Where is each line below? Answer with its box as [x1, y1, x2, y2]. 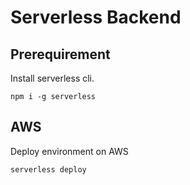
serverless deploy [10, 164, 87, 175]
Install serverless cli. [10, 72, 95, 84]
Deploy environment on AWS [10, 145, 129, 157]
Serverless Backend [10, 6, 182, 29]
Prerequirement [10, 46, 111, 63]
